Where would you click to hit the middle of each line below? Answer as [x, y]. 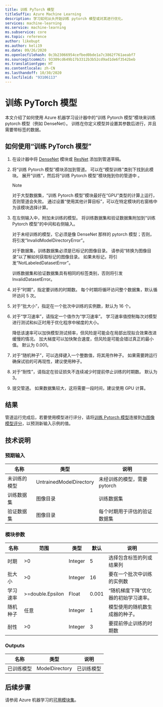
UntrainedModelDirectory [65, 482]
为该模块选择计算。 [31, 207]
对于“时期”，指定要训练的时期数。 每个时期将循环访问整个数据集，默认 [83, 290]
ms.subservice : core [26, 32]
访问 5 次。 [27, 295]
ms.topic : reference [26, 37]
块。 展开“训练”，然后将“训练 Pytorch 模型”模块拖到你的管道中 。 [77, 175]
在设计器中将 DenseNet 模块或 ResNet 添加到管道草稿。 [68, 159]
